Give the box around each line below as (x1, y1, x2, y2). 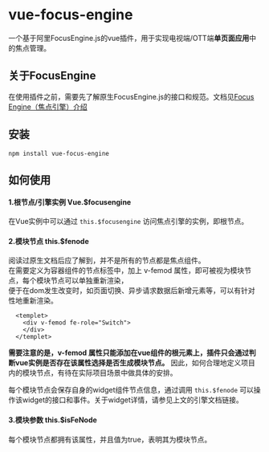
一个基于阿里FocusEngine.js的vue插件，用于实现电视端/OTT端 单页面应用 (8, 33, 250, 43)
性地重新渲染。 (8, 295, 58, 306)
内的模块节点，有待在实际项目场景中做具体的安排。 (8, 368, 177, 378)
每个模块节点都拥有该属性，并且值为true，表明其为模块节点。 (8, 434, 212, 444)
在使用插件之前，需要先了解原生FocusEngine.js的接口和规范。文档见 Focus (8, 92, 255, 101)
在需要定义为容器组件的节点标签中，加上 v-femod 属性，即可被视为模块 (8, 266, 245, 275)
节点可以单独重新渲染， (50, 275, 128, 286)
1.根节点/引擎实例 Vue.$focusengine (8, 197, 132, 206)
